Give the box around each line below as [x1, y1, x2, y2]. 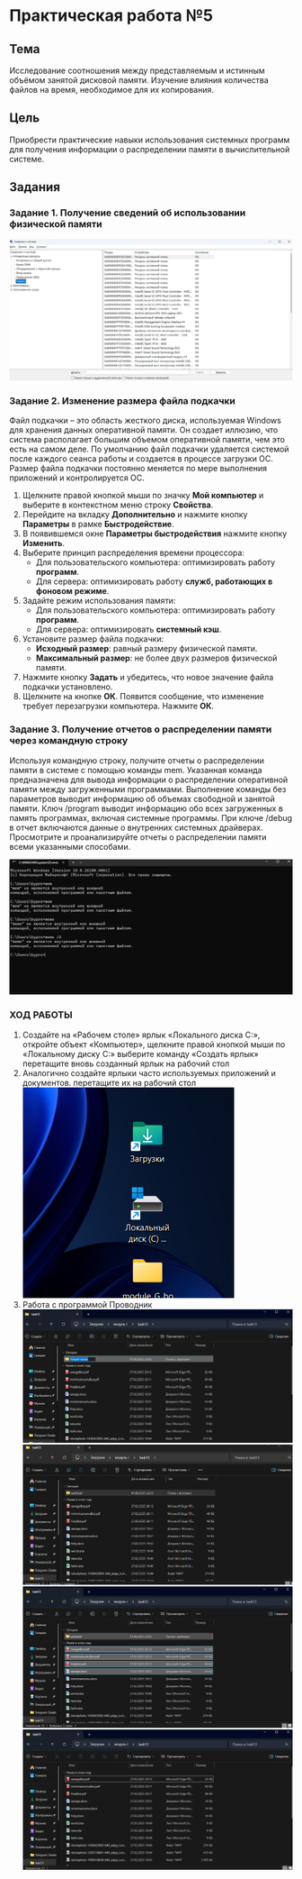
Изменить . [22, 538, 66, 549]
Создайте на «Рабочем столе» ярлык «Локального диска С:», [22, 1029, 261, 1040]
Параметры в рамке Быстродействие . [22, 519, 174, 530]
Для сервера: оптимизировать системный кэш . [35, 624, 222, 635]
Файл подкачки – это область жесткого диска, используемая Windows [9, 415, 281, 426]
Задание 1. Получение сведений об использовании [9, 206, 246, 219]
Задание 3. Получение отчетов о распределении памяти [9, 723, 272, 735]
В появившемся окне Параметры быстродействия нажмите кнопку [22, 528, 288, 539]
